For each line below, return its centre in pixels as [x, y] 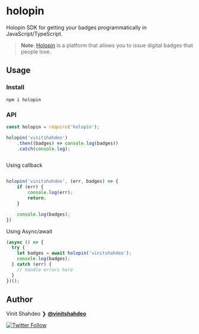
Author [19, 299]
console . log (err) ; [50, 193]
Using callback [24, 166]
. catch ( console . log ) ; [43, 149]
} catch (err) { [32, 264]
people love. [36, 51]
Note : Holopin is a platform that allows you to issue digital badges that [107, 45]
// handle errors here [45, 270]
